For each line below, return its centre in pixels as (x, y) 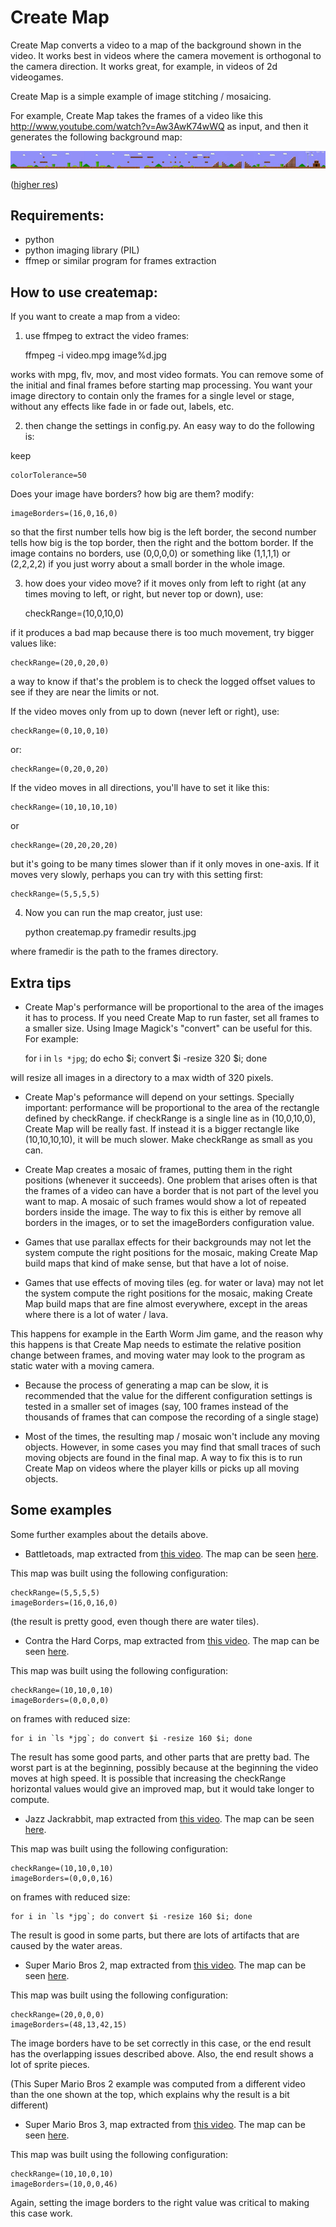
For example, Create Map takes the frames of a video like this (136, 115)
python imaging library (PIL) (82, 250)
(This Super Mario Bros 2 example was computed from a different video (158, 2083)
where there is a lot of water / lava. (96, 1315)
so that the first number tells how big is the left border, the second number (163, 532)
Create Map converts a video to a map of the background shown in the (156, 45)
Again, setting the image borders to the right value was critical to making (160, 2202)
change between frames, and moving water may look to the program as (158, 1355)
